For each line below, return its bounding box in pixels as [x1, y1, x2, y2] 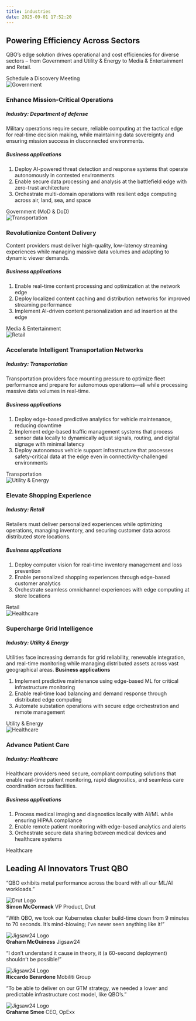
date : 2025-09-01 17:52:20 [6, 14, 72, 20]
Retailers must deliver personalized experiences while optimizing [6, 521, 163, 528]
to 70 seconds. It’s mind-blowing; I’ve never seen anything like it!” [6, 920, 165, 927]
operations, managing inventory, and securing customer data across [6, 527, 171, 534]
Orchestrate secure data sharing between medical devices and [14, 829, 167, 836]
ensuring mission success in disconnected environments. [6, 137, 145, 145]
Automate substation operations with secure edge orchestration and [14, 703, 180, 710]
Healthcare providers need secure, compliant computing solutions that [6, 770, 177, 777]
